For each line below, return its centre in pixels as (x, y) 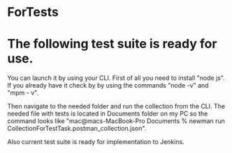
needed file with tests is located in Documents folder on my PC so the (108, 114)
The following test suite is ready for (112, 44)
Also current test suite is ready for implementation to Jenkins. (96, 142)
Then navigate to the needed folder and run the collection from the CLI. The (116, 106)
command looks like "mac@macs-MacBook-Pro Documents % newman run (116, 121)
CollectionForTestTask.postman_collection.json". (77, 129)
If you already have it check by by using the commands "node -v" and (108, 86)
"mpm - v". (23, 93)
